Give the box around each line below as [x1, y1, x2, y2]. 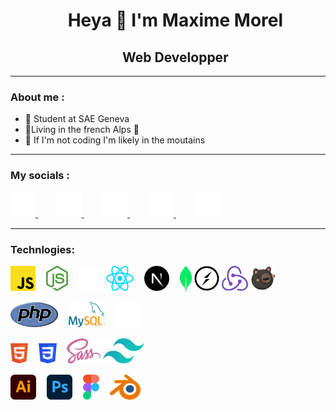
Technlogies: [10, 242, 75, 256]
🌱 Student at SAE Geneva [24, 113, 130, 125]
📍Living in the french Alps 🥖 [24, 124, 140, 136]
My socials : [10, 169, 70, 183]
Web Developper [122, 49, 229, 66]
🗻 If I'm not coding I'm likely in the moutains [24, 134, 206, 146]
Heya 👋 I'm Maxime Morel [67, 9, 284, 32]
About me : [10, 90, 65, 104]
